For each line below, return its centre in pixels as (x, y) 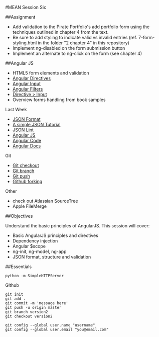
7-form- (146, 37)
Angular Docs (27, 146)
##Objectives (19, 216)
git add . (16, 299)
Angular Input (27, 83)
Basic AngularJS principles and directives (55, 235)
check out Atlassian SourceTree (45, 201)
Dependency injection (35, 241)
